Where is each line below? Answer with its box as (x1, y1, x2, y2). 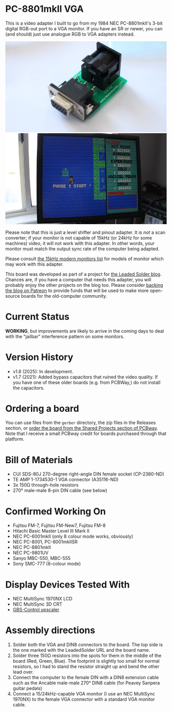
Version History (5, 351, 73, 363)
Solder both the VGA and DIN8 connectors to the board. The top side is (12, 642, 163, 648)
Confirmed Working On (5, 505, 106, 517)
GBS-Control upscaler (12, 607, 60, 613)
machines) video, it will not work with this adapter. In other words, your (5, 240, 155, 246)
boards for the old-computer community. (21, 293, 107, 299)
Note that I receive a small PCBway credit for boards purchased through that (5, 430, 166, 437)
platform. (5, 436, 25, 442)
